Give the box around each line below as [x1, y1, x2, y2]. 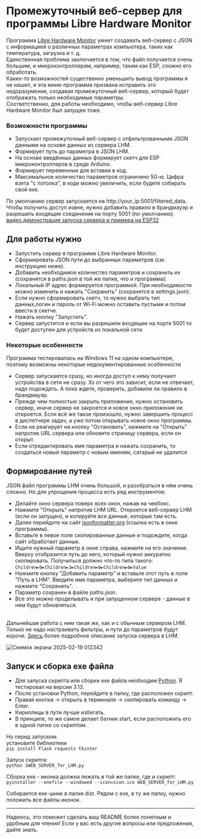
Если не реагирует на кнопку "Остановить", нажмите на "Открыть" [14, 423, 187, 431]
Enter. [14, 702, 30, 709]
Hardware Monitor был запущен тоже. [6, 106, 102, 114]
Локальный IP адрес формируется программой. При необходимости [14, 282, 192, 289]
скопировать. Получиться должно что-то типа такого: [14, 557, 154, 565]
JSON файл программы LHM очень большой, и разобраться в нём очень [6, 482, 193, 489]
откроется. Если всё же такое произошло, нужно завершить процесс [14, 411, 193, 418]
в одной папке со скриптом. [14, 721, 87, 728]
